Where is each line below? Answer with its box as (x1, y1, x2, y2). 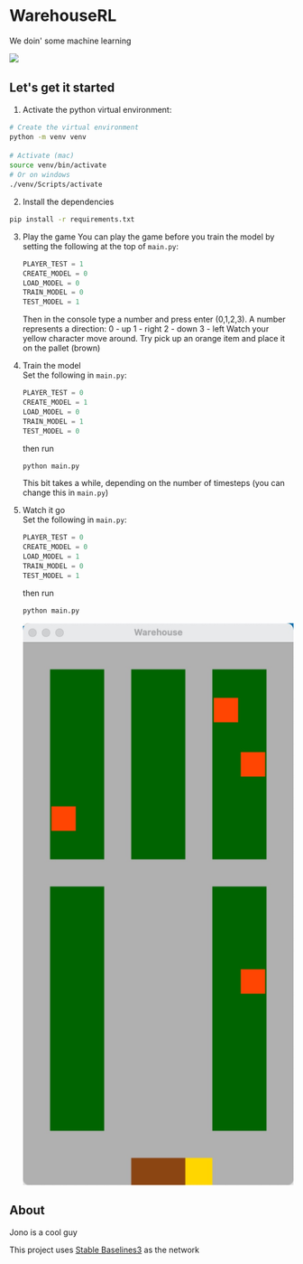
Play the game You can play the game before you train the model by (22, 231, 275, 242)
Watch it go (22, 505, 66, 516)
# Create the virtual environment (9, 123, 140, 132)
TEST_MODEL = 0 (22, 426, 80, 435)
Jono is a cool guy (9, 1226, 78, 1238)
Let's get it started (9, 80, 115, 96)
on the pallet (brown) (22, 342, 101, 353)
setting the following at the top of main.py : (22, 240, 179, 251)
